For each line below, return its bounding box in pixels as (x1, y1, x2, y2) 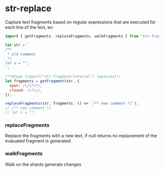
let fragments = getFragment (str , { (5, 79, 80, 84)
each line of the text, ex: (5, 24, 54, 30)
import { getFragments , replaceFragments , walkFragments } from (5, 34, 139, 39)
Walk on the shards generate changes (5, 161, 82, 167)
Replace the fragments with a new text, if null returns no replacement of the (5, 133, 157, 139)
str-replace (5, 3, 52, 14)
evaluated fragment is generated (5, 138, 71, 144)
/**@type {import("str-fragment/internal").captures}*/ (5, 74, 121, 79)
